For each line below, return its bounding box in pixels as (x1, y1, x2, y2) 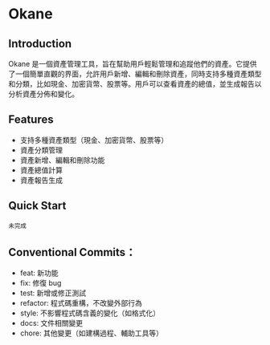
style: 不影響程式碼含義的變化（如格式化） (19, 308, 161, 318)
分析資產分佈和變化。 (8, 89, 79, 99)
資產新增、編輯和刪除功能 (19, 155, 105, 164)
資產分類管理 (19, 145, 63, 155)
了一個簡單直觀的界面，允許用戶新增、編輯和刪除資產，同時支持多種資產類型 (8, 69, 262, 79)
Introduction (8, 37, 72, 51)
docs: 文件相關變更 (19, 319, 84, 328)
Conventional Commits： (8, 246, 137, 259)
